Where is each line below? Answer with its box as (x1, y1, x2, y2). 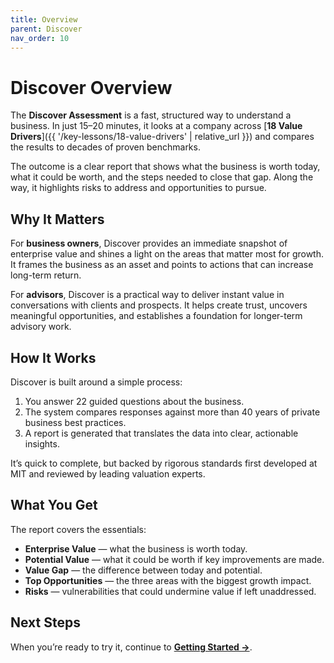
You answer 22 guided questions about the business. (24, 395, 245, 407)
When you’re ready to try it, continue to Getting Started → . (10, 641, 253, 653)
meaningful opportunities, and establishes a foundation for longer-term (10, 310, 303, 322)
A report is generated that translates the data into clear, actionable (24, 427, 299, 439)
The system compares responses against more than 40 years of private (24, 406, 321, 418)
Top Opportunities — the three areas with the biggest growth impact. (24, 574, 312, 586)
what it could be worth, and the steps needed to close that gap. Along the (10, 171, 314, 183)
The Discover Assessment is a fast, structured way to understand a (10, 109, 292, 121)
